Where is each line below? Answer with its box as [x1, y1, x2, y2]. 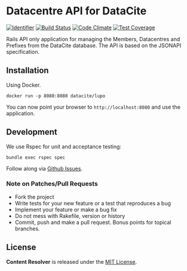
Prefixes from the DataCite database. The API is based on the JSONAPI [6, 42, 182, 49]
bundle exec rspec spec [6, 154, 66, 161]
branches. [14, 225, 40, 232]
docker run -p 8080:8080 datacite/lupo [6, 93, 106, 99]
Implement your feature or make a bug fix [14, 206, 118, 213]
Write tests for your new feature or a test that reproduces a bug [14, 199, 171, 207]
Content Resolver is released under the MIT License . [6, 258, 137, 265]
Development [6, 127, 58, 137]
